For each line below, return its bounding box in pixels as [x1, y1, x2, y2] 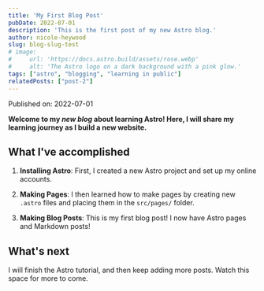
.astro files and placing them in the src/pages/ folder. [19, 198, 195, 208]
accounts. [19, 175, 53, 184]
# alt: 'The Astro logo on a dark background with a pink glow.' [8, 63, 242, 71]
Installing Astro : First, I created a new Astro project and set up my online [19, 166, 257, 175]
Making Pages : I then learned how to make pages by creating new [19, 190, 236, 199]
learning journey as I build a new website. [8, 123, 147, 132]
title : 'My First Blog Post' [8, 11, 104, 20]
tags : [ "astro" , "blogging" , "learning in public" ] [8, 70, 181, 78]
